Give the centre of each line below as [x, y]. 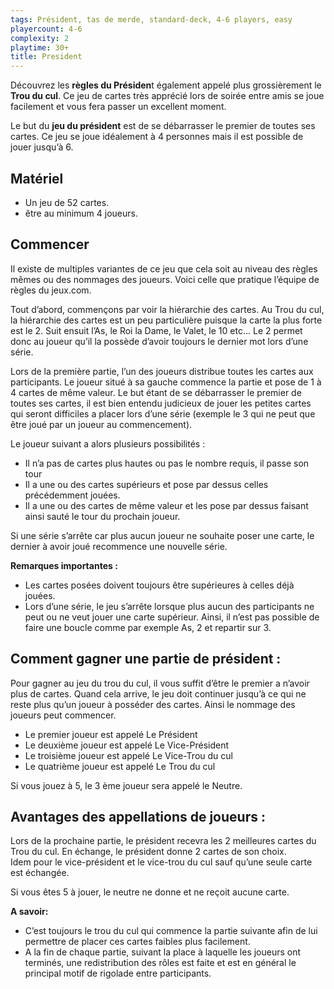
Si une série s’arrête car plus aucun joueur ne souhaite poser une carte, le [162, 535]
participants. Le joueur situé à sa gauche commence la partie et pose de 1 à [166, 382]
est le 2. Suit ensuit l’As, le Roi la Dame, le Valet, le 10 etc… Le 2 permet [156, 330]
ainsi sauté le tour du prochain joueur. [102, 516]
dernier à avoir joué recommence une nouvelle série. [119, 546]
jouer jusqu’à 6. [42, 147]
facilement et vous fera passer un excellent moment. [118, 107]
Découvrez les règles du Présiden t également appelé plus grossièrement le [166, 85]
